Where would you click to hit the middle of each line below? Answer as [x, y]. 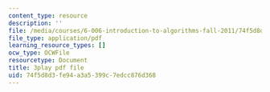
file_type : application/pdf [55, 38]
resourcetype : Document [48, 61]
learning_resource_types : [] [57, 46]
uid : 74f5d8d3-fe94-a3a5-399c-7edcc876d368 [82, 75]
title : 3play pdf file [46, 68]
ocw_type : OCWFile [39, 53]
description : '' [35, 23]
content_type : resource [48, 16]
